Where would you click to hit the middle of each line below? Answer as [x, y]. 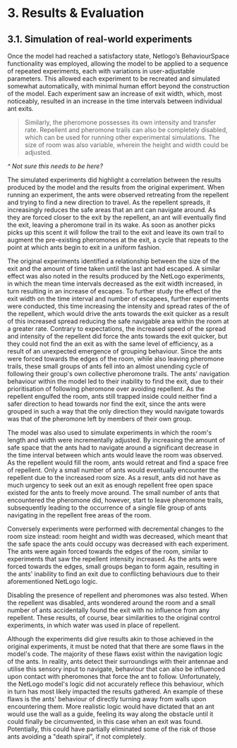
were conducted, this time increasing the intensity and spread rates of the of [119, 306]
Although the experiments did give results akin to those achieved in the [110, 639]
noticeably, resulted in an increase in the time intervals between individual [115, 101]
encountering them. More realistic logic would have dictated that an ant [111, 706]
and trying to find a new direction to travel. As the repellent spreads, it [109, 202]
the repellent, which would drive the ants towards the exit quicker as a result [118, 314]
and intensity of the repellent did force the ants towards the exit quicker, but [117, 336]
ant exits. [20, 109]
